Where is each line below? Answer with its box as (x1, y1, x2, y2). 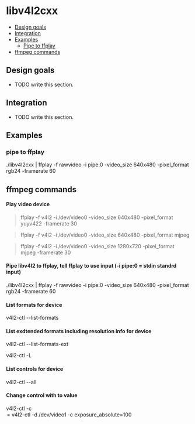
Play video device (6, 201, 50, 208)
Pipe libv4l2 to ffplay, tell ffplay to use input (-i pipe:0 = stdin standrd (6, 262, 177, 269)
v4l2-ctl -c (6, 405, 32, 412)
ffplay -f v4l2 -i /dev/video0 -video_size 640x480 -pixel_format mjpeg (20, 231, 190, 238)
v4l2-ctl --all (6, 378, 37, 385)
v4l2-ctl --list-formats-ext (6, 341, 69, 348)
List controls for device (6, 365, 64, 372)
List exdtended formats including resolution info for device (6, 327, 152, 334)
